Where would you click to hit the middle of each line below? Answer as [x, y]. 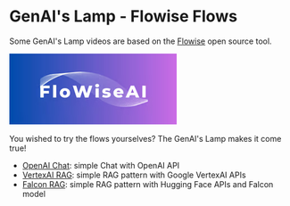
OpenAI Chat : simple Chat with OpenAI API [101, 165]
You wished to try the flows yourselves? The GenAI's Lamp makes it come [145, 138]
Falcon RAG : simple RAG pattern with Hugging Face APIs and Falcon [148, 184]
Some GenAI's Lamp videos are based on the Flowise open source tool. [141, 41]
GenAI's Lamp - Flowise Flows [124, 16]
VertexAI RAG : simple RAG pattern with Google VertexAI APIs [134, 175]
